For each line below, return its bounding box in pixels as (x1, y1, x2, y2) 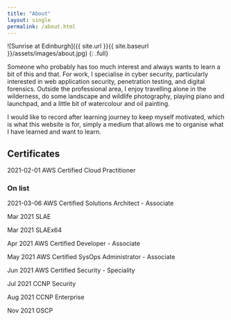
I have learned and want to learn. (7, 127, 102, 136)
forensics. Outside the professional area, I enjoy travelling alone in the (7, 85, 207, 94)
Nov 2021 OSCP (7, 306, 53, 315)
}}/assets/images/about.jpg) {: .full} (7, 49, 109, 57)
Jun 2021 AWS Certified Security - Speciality (7, 266, 135, 274)
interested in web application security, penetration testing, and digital (7, 78, 205, 86)
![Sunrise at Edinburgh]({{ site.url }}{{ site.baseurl (7, 42, 149, 51)
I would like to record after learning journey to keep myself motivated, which (7, 113, 225, 121)
